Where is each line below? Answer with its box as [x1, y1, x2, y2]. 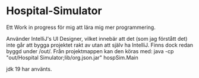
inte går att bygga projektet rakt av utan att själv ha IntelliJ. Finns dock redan [6, 41, 194, 48]
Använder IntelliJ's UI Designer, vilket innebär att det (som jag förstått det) [6, 35, 188, 42]
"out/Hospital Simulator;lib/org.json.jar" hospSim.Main [6, 54, 138, 61]
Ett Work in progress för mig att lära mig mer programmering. [6, 24, 156, 31]
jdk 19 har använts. [6, 65, 52, 72]
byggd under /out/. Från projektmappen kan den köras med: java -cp [6, 47, 174, 54]
